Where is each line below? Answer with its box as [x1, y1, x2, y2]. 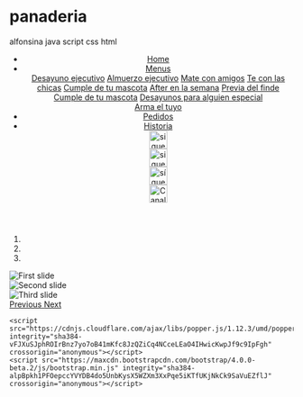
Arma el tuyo [134, 101, 182, 112]
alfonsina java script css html [9, 36, 117, 47]
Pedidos [142, 111, 174, 122]
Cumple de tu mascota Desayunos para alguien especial [53, 92, 263, 103]
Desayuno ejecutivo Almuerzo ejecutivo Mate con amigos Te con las [31, 72, 286, 83]
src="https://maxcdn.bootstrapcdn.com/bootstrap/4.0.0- [41, 356, 256, 365]
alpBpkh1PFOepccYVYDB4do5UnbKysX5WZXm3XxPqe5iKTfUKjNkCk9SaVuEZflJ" [9, 371, 272, 380]
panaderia [9, 6, 87, 27]
